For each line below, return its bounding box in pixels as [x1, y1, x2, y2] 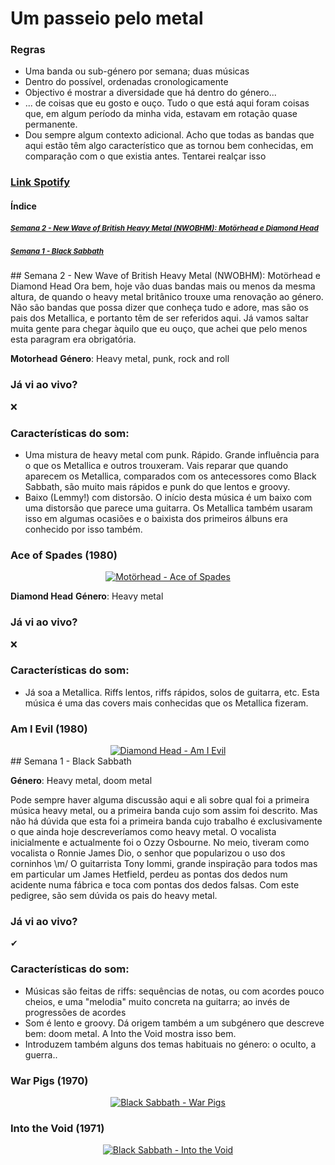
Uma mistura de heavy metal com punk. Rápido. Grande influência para [24, 448, 320, 461]
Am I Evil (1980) [10, 722, 88, 736]
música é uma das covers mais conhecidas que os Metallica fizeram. [24, 697, 309, 709]
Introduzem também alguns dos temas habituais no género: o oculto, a [24, 1038, 317, 1050]
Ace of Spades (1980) [10, 548, 118, 562]
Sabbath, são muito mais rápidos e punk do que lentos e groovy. [24, 480, 291, 492]
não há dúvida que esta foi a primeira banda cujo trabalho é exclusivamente [10, 815, 323, 827]
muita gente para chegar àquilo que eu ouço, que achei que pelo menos [10, 323, 308, 335]
